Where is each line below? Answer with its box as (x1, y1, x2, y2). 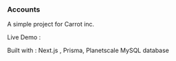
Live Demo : (7, 33, 41, 41)
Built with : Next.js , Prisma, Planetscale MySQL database (7, 46, 170, 55)
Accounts (7, 5, 41, 14)
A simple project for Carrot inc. (7, 20, 95, 28)
